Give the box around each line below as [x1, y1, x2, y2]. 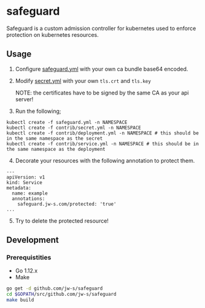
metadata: [6, 185, 32, 191]
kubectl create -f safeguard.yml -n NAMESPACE [6, 119, 128, 125]
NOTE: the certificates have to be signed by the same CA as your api [15, 89, 189, 96]
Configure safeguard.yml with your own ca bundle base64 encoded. [15, 65, 188, 72]
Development [6, 235, 60, 245]
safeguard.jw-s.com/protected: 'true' [17, 201, 117, 207]
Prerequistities [6, 253, 52, 262]
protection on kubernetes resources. [6, 31, 99, 38]
